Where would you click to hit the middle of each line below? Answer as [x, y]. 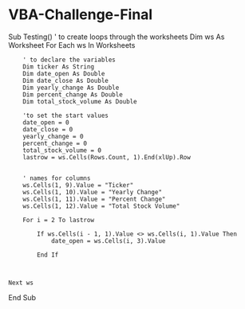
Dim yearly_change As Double [71, 88]
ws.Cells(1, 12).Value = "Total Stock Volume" [101, 206]
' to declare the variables [69, 60]
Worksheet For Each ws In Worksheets [72, 45]
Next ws [21, 283]
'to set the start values [66, 115]
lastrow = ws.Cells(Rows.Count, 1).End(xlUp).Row [107, 157]
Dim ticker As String [58, 66]
